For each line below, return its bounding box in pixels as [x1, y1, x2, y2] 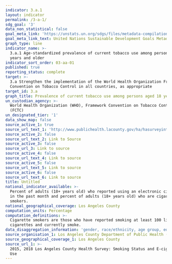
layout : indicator [5, 12, 45, 17]
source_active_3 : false [5, 141, 56, 146]
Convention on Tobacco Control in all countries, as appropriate [10, 84, 153, 89]
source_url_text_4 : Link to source [5, 156, 81, 161]
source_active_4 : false [5, 151, 56, 156]
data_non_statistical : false [5, 27, 68, 32]
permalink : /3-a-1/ [5, 17, 47, 22]
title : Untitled [5, 179, 40, 185]
